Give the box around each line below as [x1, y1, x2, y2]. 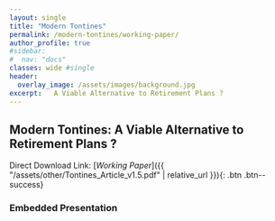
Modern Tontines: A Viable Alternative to [9, 122, 244, 137]
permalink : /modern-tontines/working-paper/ [9, 30, 179, 39]
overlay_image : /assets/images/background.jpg [17, 80, 196, 89]
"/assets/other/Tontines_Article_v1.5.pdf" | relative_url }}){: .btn [9, 170, 243, 180]
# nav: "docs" [9, 55, 67, 64]
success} [9, 180, 44, 190]
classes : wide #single [9, 64, 95, 73]
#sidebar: [9, 47, 47, 56]
